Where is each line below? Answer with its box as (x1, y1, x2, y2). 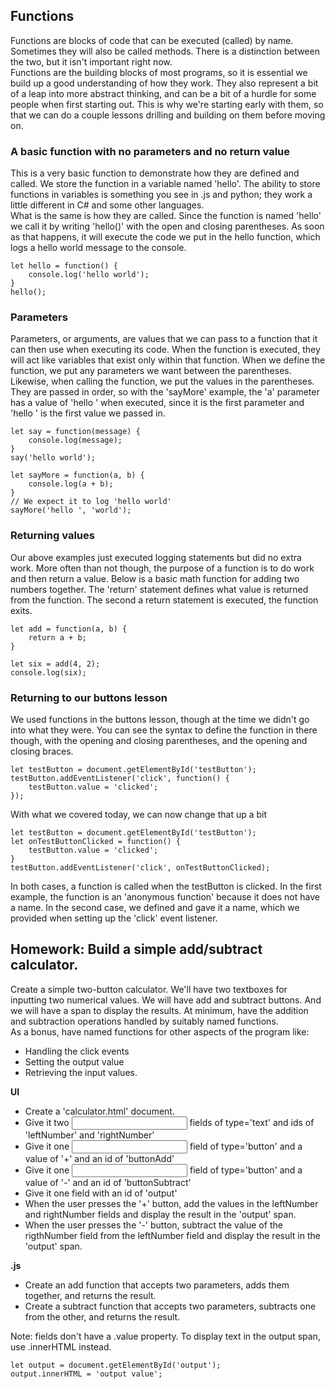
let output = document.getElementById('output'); (10, 1360, 222, 1370)
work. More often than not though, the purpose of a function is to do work (10, 562, 315, 574)
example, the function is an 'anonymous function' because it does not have (10, 891, 320, 903)
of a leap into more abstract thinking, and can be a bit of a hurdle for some (10, 87, 317, 99)
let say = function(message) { (10, 427, 141, 437)
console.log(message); (28, 435, 123, 446)
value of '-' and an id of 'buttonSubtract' (24, 1176, 192, 1188)
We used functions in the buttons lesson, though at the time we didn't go (10, 714, 310, 725)
